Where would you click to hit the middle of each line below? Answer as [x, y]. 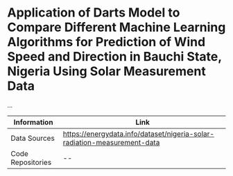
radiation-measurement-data [111, 142]
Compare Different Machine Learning [116, 27]
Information [33, 122]
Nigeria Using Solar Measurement [106, 71]
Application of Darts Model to [94, 13]
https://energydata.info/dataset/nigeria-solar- [139, 134]
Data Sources [33, 138]
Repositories [31, 162]
